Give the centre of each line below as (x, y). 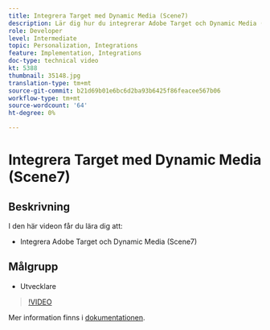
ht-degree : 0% (32, 113)
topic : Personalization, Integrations (73, 46)
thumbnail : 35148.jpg (45, 76)
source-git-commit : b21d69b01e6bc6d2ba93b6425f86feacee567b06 (115, 91)
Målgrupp (33, 267)
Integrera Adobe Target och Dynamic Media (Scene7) (108, 241)
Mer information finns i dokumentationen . (77, 317)
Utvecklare (38, 286)
